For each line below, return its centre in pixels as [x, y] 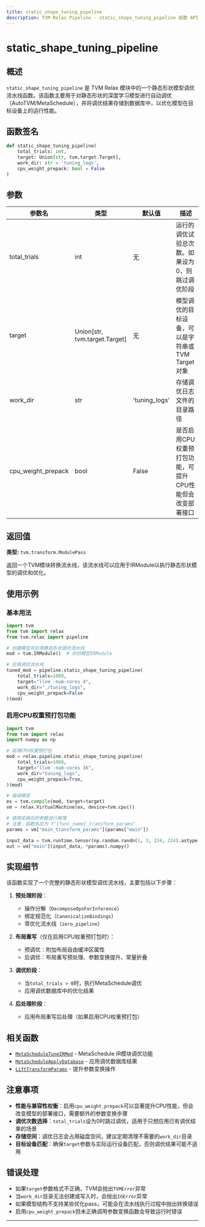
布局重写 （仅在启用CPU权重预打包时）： [65, 937]
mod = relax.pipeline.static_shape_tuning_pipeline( [75, 757]
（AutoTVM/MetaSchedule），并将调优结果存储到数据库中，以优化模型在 [97, 103]
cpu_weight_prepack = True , [50, 779]
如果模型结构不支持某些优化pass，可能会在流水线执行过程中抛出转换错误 [107, 1204]
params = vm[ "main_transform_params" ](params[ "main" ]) [77, 829]
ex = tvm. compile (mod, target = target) [56, 802]
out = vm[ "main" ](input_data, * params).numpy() [68, 846]
